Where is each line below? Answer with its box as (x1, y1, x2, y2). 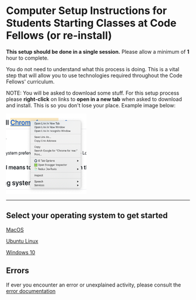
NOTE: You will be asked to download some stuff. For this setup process (6, 89, 180, 96)
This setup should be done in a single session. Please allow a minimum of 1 (6, 48, 190, 55)
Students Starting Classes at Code (6, 16, 177, 30)
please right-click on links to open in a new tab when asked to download (6, 95, 182, 103)
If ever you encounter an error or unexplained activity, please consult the (6, 281, 181, 288)
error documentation (6, 287, 56, 294)
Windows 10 (6, 249, 36, 256)
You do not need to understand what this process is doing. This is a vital (6, 65, 180, 72)
